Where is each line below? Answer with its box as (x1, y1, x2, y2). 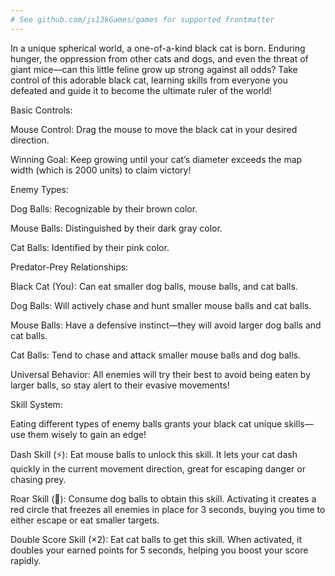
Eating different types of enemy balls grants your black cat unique (10, 417, 283, 430)
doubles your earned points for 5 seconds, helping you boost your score (10, 544, 309, 556)
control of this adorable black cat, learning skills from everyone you (10, 74, 288, 86)
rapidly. (10, 554, 42, 566)
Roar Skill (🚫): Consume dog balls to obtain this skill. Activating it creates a (10, 492, 317, 505)
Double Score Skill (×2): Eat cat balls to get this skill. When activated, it (10, 533, 302, 545)
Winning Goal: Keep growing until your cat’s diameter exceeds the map (10, 153, 303, 165)
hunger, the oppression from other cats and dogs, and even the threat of (10, 52, 309, 65)
